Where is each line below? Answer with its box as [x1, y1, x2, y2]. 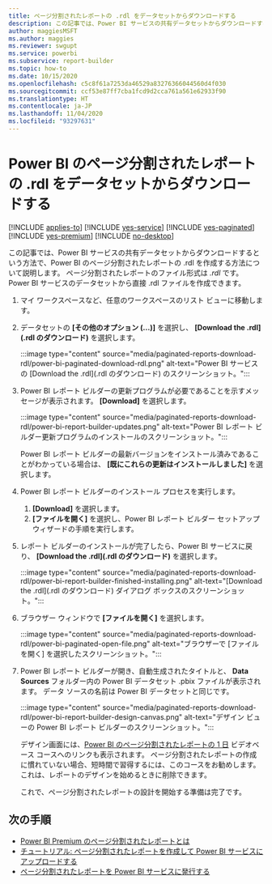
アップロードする [19, 856, 78, 866]
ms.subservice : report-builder [8, 57, 114, 66]
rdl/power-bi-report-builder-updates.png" [19, 422, 160, 431]
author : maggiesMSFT [8, 27, 79, 35]
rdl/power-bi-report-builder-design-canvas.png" [19, 712, 183, 721]
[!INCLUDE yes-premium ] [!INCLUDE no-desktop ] [8, 231, 174, 240]
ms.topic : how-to [8, 65, 67, 73]
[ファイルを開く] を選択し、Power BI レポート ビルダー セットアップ [32, 513, 261, 523]
